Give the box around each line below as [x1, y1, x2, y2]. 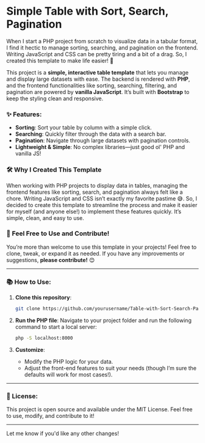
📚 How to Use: [6, 277, 51, 286]
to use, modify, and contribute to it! [6, 412, 95, 420]
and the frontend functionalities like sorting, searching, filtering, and [6, 81, 177, 89]
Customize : [15, 346, 45, 353]
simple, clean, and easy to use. [6, 214, 84, 221]
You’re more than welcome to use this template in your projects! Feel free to [6, 243, 197, 251]
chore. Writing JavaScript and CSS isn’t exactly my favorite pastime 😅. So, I [6, 194, 197, 202]
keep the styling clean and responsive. [6, 95, 104, 102]
